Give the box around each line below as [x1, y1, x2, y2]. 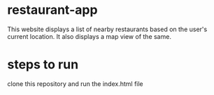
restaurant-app [7, 2, 98, 18]
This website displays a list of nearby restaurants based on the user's [7, 25, 208, 33]
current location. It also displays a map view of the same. [7, 32, 171, 40]
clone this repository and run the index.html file [7, 79, 143, 88]
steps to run [7, 57, 79, 73]
